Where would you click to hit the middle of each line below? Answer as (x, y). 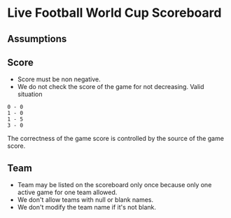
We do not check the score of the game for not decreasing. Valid (111, 87)
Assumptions (37, 39)
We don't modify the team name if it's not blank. (86, 207)
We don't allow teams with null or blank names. (85, 200)
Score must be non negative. (59, 79)
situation (30, 94)
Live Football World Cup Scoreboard (114, 13)
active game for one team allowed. (67, 192)
